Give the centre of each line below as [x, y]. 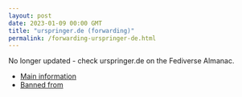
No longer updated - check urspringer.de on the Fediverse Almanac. [121, 61]
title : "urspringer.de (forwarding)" [72, 30]
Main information [48, 76]
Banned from [41, 85]
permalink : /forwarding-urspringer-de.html [82, 38]
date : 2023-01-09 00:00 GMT [55, 23]
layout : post [30, 16]
